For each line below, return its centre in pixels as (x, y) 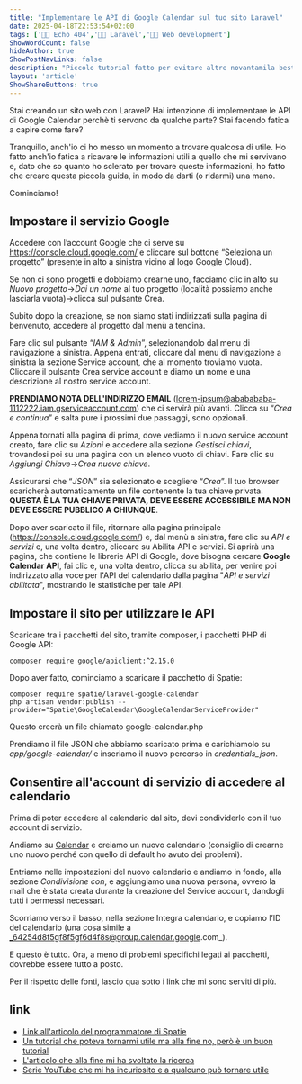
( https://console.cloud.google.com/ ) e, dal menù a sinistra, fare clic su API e (150, 537)
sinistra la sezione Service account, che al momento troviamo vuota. (136, 362)
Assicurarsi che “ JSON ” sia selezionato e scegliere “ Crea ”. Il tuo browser (144, 482)
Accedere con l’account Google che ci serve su (97, 243)
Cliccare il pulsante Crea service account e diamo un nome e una (130, 372)
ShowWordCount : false (50, 43)
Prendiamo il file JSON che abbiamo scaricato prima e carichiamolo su (140, 745)
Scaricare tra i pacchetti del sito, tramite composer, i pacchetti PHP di (138, 635)
